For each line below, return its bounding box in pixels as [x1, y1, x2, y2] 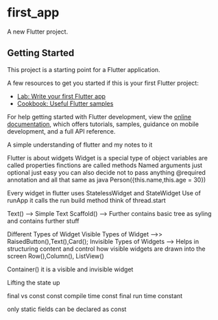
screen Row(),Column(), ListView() [7, 251, 104, 260]
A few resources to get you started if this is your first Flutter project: [7, 79, 199, 87]
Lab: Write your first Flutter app [16, 92, 106, 100]
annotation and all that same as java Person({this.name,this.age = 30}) [7, 175, 206, 184]
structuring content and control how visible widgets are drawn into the [7, 245, 206, 253]
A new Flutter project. [7, 27, 69, 36]
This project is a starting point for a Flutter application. [7, 65, 160, 73]
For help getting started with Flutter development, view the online [7, 112, 192, 121]
